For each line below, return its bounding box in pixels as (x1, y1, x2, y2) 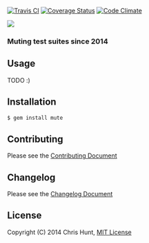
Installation (7, 96, 57, 108)
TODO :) (7, 76, 31, 84)
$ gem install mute (7, 114, 63, 121)
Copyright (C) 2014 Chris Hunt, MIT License (7, 228, 132, 236)
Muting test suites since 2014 (7, 36, 108, 46)
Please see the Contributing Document (7, 151, 117, 160)
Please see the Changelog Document (7, 190, 113, 198)
